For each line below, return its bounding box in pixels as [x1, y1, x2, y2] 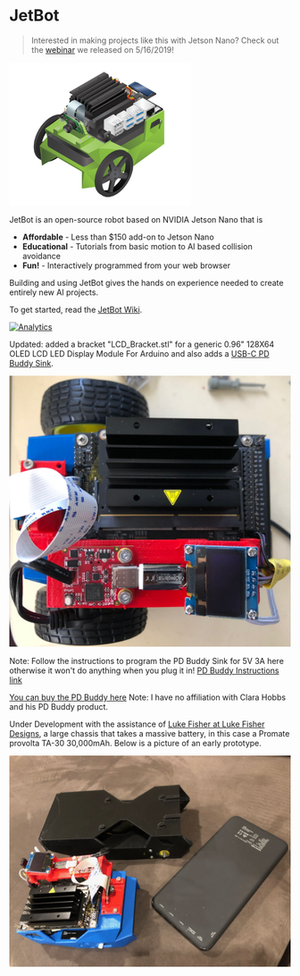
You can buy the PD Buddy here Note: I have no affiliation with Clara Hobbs [9, 692, 287, 703]
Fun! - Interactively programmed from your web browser [21, 260, 230, 271]
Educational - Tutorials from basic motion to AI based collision [21, 240, 253, 251]
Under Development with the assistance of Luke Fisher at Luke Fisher [9, 719, 265, 729]
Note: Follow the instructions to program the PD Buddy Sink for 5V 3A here [9, 656, 284, 667]
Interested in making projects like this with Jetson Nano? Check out [30, 35, 279, 46]
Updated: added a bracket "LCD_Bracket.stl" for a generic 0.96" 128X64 [9, 339, 275, 349]
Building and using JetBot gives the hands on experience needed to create [9, 277, 284, 288]
